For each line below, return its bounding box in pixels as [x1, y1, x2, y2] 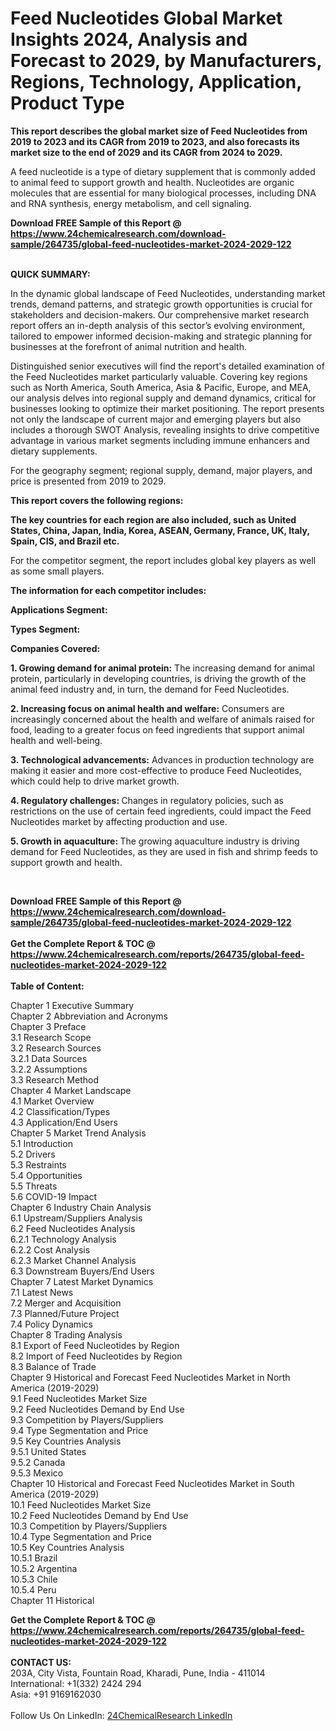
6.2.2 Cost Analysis [10, 1243, 91, 1256]
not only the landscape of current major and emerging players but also [10, 413, 302, 425]
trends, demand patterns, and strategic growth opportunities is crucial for [10, 298, 313, 310]
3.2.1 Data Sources [10, 1052, 88, 1064]
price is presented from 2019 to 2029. [10, 475, 167, 487]
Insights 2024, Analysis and [10, 28, 248, 51]
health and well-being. [10, 734, 103, 746]
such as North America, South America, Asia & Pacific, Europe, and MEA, [10, 381, 312, 393]
